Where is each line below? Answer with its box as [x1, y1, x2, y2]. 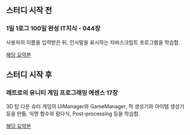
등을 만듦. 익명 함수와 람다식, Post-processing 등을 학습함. [6, 110, 140, 118]
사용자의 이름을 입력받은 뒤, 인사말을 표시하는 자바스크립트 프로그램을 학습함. [6, 38, 181, 45]
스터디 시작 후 [6, 70, 52, 80]
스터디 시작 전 [6, 5, 52, 16]
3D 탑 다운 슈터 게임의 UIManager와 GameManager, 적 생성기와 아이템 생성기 [6, 103, 185, 110]
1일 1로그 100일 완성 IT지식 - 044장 [6, 24, 101, 33]
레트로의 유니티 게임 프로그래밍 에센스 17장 [6, 89, 118, 97]
